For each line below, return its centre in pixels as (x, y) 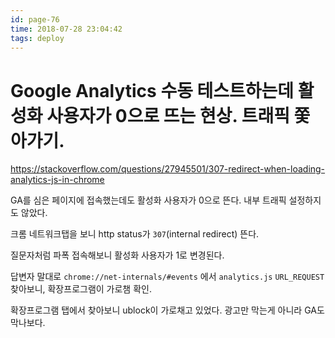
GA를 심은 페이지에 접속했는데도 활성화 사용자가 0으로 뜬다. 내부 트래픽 (148, 200)
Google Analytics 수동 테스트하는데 (152, 90)
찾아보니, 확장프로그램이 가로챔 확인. (81, 289)
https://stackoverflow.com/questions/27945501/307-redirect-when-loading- (168, 169)
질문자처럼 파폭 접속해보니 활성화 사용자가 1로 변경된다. (117, 255)
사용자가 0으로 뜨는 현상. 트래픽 (168, 115)
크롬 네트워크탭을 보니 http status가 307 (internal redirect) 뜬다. (135, 234)
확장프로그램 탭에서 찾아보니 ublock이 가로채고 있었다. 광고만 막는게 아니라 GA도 (167, 310)
